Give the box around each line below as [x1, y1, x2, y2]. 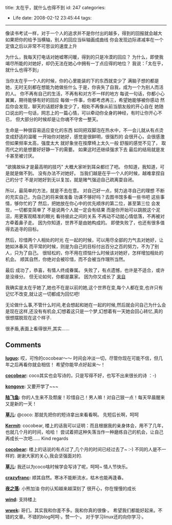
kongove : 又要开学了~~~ [5, 383, 59, 389]
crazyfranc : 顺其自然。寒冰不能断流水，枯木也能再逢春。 [5, 474, 126, 480]
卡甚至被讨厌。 [5, 153, 37, 159]
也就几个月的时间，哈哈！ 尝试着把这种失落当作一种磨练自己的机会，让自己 [5, 428, 164, 435]
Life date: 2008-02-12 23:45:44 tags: [12, 15, 92, 21]
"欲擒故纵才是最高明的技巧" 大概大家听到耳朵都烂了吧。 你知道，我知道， [5, 164, 160, 170]
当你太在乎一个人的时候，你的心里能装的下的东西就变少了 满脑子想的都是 [5, 78, 159, 84]
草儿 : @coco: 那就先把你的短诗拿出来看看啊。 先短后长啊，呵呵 [5, 411, 139, 418]
